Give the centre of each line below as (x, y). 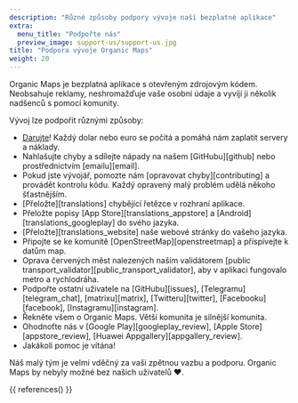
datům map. (44, 251)
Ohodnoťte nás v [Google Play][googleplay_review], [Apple (130, 326)
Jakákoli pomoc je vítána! (68, 345)
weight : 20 (29, 59)
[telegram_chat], (52, 298)
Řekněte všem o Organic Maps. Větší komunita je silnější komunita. (145, 317)
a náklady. (41, 147)
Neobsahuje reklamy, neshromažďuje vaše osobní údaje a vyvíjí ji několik (143, 93)
